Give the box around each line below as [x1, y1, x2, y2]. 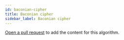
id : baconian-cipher [5, 7, 47, 12]
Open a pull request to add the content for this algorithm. [5, 30, 120, 36]
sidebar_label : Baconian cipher [5, 16, 71, 21]
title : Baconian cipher [5, 12, 54, 17]
